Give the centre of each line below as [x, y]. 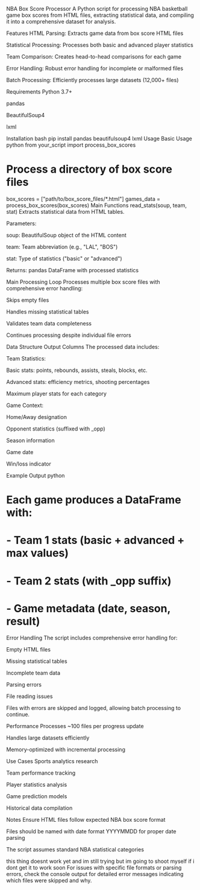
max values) [38, 553]
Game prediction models [37, 796]
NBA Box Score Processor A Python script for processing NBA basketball [97, 9]
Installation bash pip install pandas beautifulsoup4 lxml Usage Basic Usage [99, 139]
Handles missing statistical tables [48, 312]
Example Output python [36, 475]
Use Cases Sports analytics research [52, 761]
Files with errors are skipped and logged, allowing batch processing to [94, 708]
